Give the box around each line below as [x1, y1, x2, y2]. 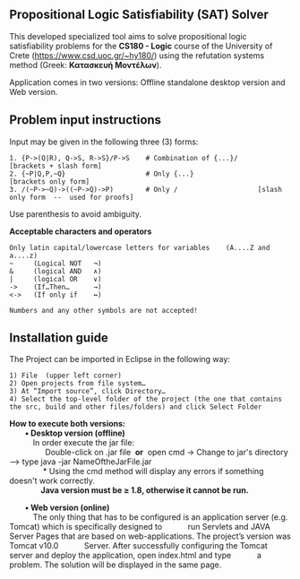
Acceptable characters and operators [9, 226, 152, 237]
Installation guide [9, 331, 109, 346]
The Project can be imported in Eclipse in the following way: [9, 354, 231, 365]
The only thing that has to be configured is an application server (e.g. [32, 512, 288, 523]
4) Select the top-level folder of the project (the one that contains [9, 394, 282, 404]
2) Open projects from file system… [9, 379, 146, 388]
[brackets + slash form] [9, 161, 102, 170]
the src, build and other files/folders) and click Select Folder [9, 402, 262, 411]
